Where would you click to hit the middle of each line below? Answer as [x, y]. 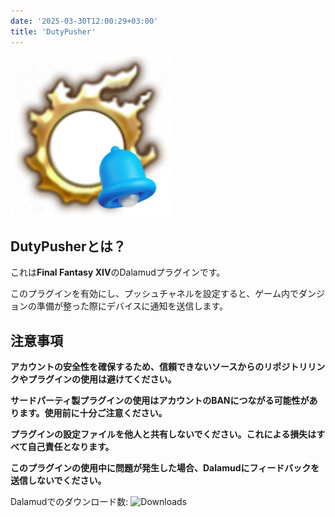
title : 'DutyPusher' [53, 31]
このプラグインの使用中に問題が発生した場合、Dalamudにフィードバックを [165, 468]
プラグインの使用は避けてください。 [102, 379]
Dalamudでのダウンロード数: [69, 502]
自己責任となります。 [71, 447]
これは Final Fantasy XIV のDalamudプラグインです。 [118, 272]
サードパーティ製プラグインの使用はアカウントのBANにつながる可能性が [160, 401]
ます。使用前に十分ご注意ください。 [93, 413]
